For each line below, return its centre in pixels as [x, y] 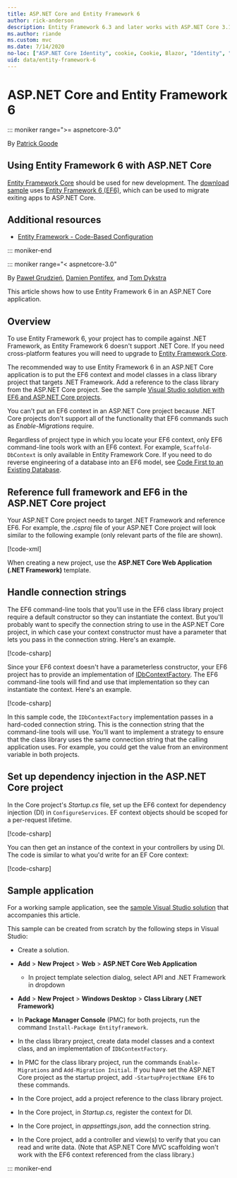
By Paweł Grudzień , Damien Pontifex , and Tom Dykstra [87, 278]
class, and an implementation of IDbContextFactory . [92, 1049]
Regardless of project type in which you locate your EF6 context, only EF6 [115, 440]
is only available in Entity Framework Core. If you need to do [125, 455]
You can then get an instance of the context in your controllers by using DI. [116, 847]
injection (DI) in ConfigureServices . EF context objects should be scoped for [117, 812]
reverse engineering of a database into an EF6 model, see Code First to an [115, 462]
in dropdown [47, 985]
